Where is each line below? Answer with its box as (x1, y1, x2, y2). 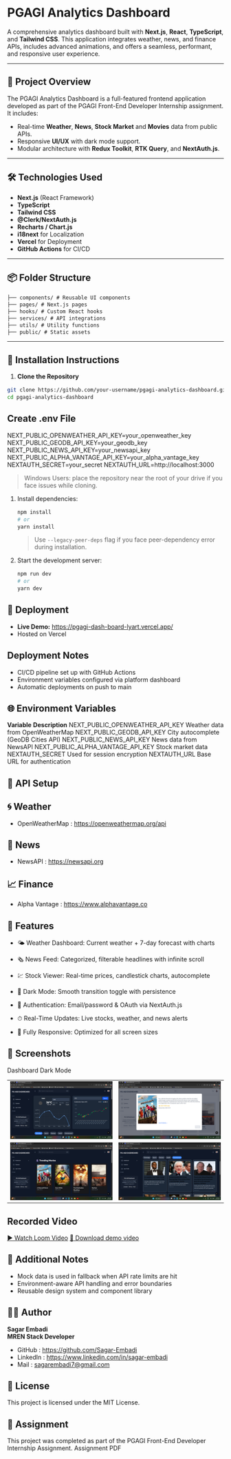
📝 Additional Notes (7, 1254, 89, 1265)
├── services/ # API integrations (7, 315, 107, 322)
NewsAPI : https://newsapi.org (16, 857, 104, 866)
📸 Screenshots (7, 1048, 71, 1059)
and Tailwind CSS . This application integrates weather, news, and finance (7, 34, 217, 43)
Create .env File (7, 413, 76, 425)
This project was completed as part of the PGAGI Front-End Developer (7, 1437, 206, 1445)
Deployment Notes (7, 650, 89, 662)
